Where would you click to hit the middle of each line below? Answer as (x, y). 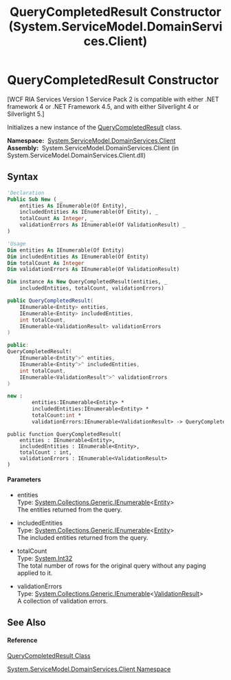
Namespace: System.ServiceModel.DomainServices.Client (91, 140)
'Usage (16, 243)
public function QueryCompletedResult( (64, 434)
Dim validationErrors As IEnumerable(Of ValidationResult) (93, 270)
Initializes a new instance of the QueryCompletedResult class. (95, 127)
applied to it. (35, 572)
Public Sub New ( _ (35, 199)
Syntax (23, 177)
